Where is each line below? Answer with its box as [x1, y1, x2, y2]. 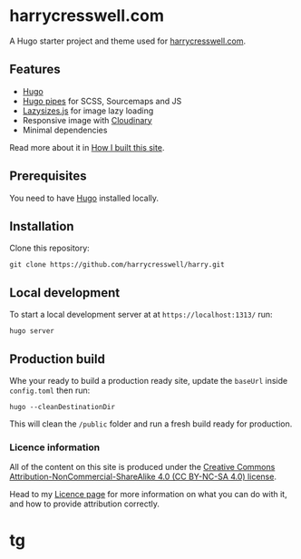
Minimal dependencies [22, 124, 108, 135]
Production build [9, 351, 106, 367]
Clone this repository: [9, 242, 91, 254]
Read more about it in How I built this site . [9, 142, 165, 152]
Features [9, 62, 61, 77]
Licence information [9, 441, 101, 454]
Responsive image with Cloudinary [22, 114, 152, 125]
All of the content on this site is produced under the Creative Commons [9, 462, 276, 473]
